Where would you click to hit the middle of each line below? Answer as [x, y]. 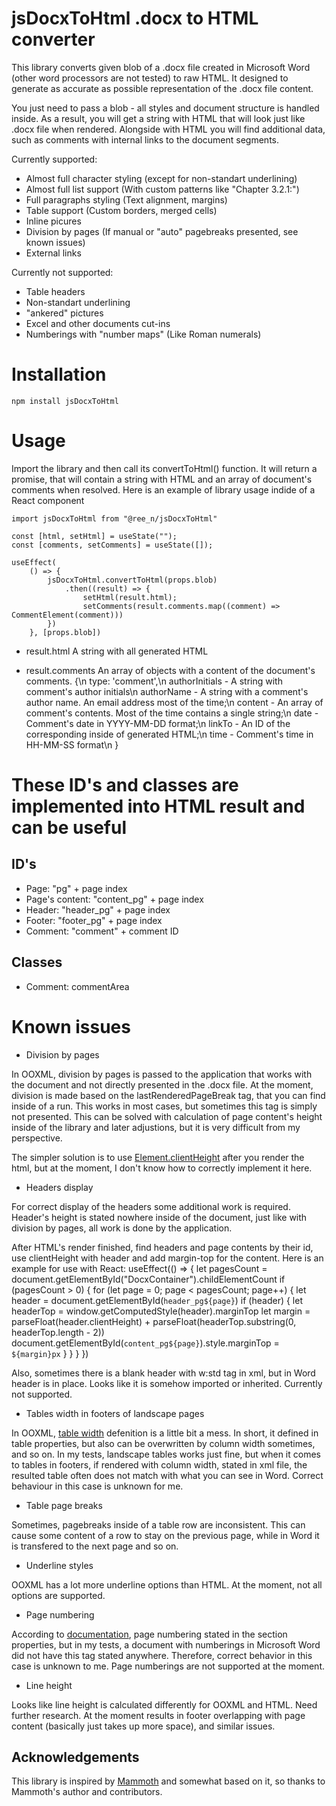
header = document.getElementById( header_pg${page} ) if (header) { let [157, 1300]
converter [53, 39]
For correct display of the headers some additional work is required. [151, 1206]
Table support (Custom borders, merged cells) [121, 210]
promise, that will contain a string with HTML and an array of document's [162, 479]
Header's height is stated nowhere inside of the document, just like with [159, 1217]
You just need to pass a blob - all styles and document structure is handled [165, 108]
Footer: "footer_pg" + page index [94, 920]
